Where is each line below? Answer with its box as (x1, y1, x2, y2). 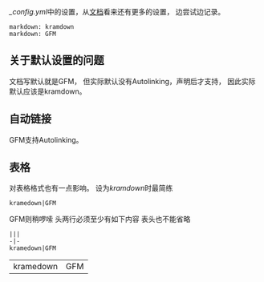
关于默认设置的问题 (9, 54, 104, 67)
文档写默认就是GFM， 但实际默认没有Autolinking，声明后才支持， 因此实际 (9, 76, 256, 86)
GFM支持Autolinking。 (9, 135, 83, 144)
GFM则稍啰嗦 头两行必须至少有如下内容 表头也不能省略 (9, 215, 191, 224)
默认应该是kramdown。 (9, 87, 87, 96)
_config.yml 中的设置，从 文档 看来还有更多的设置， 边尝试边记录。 (9, 7, 225, 16)
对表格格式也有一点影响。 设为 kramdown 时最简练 (9, 183, 173, 193)
